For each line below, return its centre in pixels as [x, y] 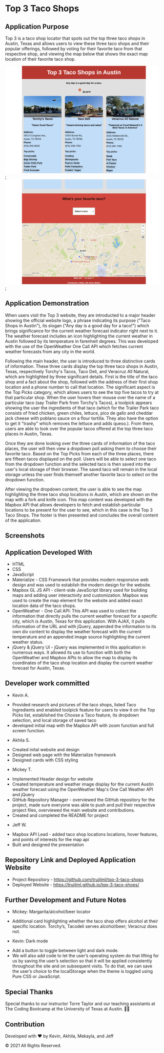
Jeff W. [19, 825]
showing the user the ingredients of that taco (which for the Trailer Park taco [82, 408]
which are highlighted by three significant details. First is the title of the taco [81, 377]
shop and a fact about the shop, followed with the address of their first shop [82, 381]
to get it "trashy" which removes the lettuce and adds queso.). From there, [80, 423]
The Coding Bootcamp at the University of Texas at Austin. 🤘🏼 [68, 1009]
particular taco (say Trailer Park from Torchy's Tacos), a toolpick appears [79, 403]
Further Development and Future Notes [66, 900]
